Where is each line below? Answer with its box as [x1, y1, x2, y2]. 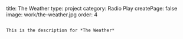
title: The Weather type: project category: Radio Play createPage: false [6, 5, 178, 12]
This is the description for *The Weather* [6, 27, 115, 33]
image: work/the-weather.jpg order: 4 [6, 11, 98, 18]
